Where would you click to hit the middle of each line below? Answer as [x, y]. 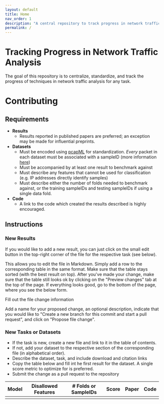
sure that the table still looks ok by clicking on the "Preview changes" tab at [81, 279]
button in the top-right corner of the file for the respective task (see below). [81, 254]
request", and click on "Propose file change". [50, 319]
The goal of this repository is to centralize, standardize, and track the [74, 76]
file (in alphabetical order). [39, 353]
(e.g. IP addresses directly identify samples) [64, 178]
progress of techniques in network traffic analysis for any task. [68, 81]
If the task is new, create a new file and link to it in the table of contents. [84, 343]
